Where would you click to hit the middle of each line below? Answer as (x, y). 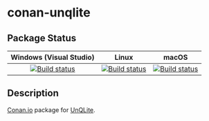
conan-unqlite (49, 13)
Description (33, 93)
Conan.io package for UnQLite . (51, 110)
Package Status (42, 38)
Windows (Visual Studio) (53, 57)
